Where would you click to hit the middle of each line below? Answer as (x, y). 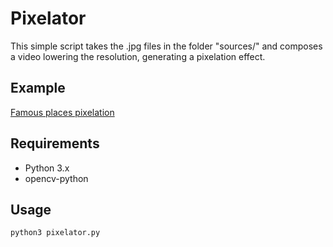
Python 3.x (47, 168)
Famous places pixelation (62, 112)
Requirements (55, 143)
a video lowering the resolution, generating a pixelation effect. (138, 56)
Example (38, 88)
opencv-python (56, 178)
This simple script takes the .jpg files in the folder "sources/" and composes (166, 46)
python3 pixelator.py (55, 233)
